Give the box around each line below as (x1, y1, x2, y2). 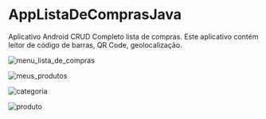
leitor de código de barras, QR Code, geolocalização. (8, 40, 182, 49)
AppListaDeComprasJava (8, 6, 182, 24)
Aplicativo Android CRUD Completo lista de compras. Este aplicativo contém (8, 32, 259, 41)
